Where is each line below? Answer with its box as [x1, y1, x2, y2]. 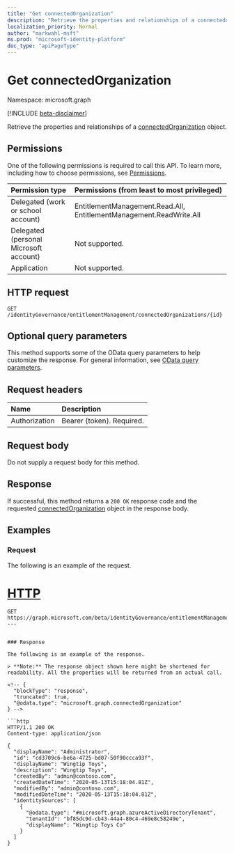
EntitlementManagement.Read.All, [74, 201, 186, 211]
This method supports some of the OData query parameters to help [7, 349, 201, 357]
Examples [7, 524, 51, 536]
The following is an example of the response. [7, 651, 145, 658]
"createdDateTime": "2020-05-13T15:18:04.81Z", [13, 779, 155, 786]
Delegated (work [10, 196, 66, 206]
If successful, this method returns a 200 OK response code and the [7, 496, 197, 505]
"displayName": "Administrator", [13, 749, 111, 756]
